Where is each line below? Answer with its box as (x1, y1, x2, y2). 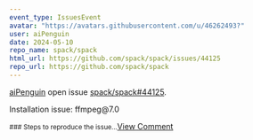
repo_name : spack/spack (9, 46, 98, 55)
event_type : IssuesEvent (9, 12, 102, 22)
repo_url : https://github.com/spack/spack (9, 63, 169, 72)
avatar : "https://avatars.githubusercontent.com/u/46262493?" (9, 21, 245, 30)
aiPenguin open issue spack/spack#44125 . (9, 86, 167, 97)
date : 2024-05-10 (9, 37, 74, 47)
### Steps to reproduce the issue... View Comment (9, 121, 174, 131)
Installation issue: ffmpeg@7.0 (9, 104, 120, 114)
